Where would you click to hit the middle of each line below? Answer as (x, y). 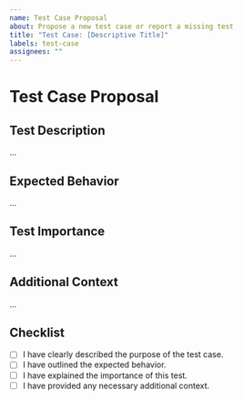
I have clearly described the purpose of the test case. (123, 354)
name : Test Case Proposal (58, 18)
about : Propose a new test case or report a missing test (121, 26)
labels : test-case (44, 43)
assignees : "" (36, 52)
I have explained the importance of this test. (105, 375)
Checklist (37, 332)
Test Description (58, 130)
